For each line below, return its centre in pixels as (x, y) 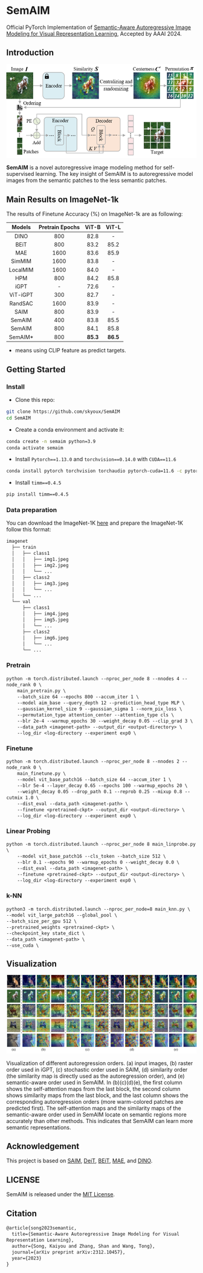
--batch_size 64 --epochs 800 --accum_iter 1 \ (78, 697)
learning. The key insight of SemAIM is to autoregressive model (114, 174)
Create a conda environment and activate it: (69, 429)
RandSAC (21, 303)
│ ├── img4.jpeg (45, 614)
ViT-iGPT (21, 295)
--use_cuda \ (23, 945)
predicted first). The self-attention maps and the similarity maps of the (94, 1108)
